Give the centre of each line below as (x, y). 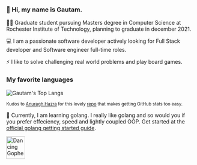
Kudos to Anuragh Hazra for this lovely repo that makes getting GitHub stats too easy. (95, 104)
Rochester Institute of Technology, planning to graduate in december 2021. (99, 29)
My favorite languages (40, 79)
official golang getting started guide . (51, 128)
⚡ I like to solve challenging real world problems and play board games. (94, 62)
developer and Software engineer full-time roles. (66, 50)
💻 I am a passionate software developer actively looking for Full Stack (93, 41)
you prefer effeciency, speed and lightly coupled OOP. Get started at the (95, 121)
